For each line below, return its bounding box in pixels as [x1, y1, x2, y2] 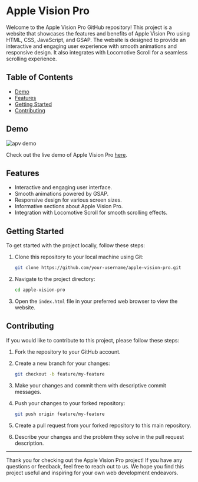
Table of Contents [6, 72, 74, 82]
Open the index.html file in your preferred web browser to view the [14, 297, 178, 305]
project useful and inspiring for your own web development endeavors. [6, 469, 179, 476]
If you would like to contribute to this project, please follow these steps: [6, 337, 180, 344]
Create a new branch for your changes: [14, 360, 110, 367]
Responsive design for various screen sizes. [14, 196, 122, 203]
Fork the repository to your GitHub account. [14, 348, 121, 355]
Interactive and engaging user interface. [14, 184, 113, 191]
